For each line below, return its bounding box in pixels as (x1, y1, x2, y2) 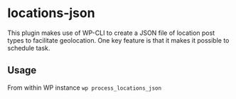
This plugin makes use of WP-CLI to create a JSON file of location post (7, 28, 215, 37)
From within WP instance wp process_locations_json (7, 83, 162, 92)
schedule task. (7, 43, 50, 52)
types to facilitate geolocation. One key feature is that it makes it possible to (7, 36, 230, 44)
